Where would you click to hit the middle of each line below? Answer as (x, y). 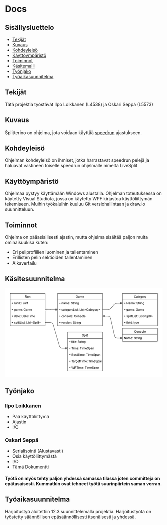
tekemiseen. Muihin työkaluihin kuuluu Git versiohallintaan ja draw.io (75, 204)
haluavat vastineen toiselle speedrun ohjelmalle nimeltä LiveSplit (71, 166)
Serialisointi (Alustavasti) (38, 451)
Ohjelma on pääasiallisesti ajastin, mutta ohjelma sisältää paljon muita (77, 237)
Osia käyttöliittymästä (35, 456)
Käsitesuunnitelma (35, 279)
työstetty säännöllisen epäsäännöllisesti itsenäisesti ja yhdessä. (71, 517)
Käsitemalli (23, 66)
